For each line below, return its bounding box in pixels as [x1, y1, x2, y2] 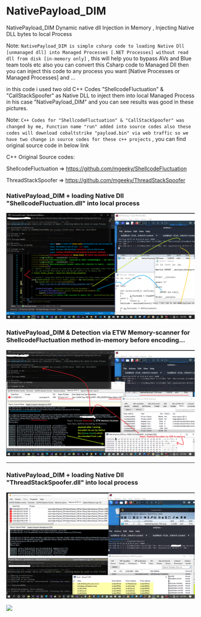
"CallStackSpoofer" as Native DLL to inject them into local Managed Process [6, 92, 195, 99]
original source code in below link [6, 142, 89, 149]
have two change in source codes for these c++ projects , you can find [6, 135, 187, 142]
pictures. [6, 104, 28, 112]
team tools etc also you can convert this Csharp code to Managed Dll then [6, 61, 190, 68]
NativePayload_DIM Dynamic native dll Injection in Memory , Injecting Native [6, 24, 194, 31]
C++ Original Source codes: [6, 153, 75, 160]
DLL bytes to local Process [6, 30, 72, 37]
